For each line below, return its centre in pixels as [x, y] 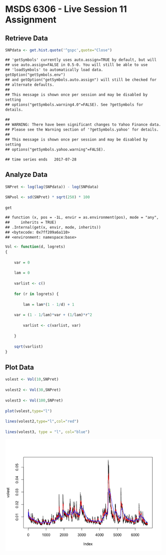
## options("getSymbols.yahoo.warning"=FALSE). [55, 149]
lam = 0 [22, 273]
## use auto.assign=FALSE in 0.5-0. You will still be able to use [77, 65]
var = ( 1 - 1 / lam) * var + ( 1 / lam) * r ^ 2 [53, 315]
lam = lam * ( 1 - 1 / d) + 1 [49, 304]
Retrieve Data [27, 38]
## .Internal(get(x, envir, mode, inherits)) [53, 228]
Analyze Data [26, 175]
